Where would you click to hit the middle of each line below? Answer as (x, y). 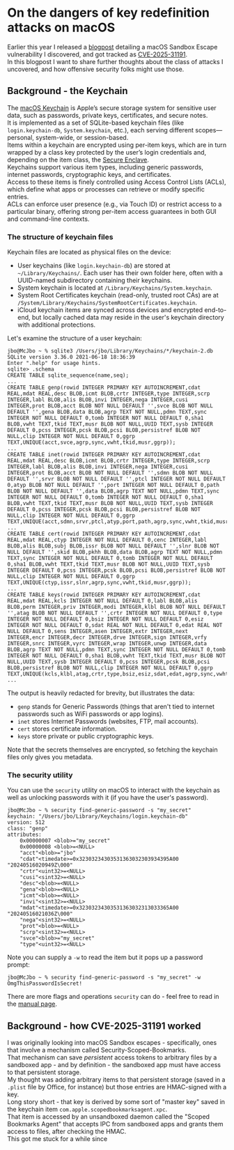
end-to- (216, 310)
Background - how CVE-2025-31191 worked (104, 1026)
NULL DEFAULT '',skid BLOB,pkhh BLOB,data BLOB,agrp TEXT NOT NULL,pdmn (115, 552)
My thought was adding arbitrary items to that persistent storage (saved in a (116, 1080)
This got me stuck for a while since (57, 1139)
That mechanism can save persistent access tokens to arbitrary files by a (112, 1057)
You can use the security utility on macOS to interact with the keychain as (114, 790)
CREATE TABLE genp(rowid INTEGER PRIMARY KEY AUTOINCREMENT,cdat (104, 388)
